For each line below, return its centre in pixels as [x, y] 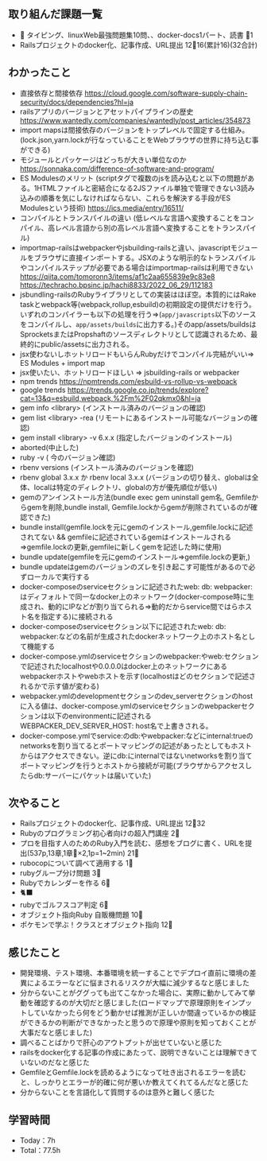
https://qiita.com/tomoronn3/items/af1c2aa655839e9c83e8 [118, 276]
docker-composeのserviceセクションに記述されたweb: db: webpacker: [136, 586]
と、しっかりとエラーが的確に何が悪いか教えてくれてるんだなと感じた [134, 1082]
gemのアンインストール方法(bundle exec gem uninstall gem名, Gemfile [135, 497]
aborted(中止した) [49, 447]
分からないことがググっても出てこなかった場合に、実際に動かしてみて [134, 993]
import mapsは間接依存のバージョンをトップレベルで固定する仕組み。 [134, 130]
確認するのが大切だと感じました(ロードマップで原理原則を [129, 1003]
